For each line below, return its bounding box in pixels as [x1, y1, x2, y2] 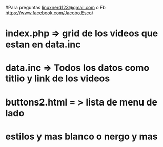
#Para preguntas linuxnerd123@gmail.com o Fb [5, 5, 106, 10]
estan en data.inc [5, 38, 81, 50]
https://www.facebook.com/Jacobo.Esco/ [5, 10, 94, 16]
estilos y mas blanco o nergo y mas [5, 131, 158, 142]
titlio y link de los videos [5, 73, 110, 85]
